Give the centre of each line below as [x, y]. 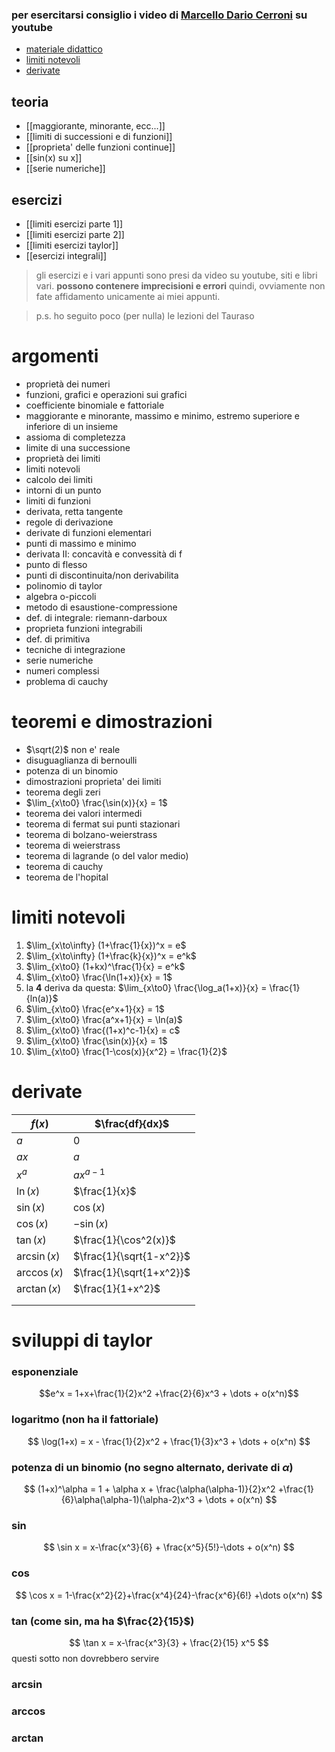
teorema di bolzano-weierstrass [91, 834]
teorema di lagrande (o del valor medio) [107, 855]
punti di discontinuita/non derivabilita [102, 575]
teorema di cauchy [64, 866]
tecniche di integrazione [75, 649]
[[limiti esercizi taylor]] [72, 245]
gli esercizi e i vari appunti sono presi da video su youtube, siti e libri [176, 275]
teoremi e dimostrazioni [112, 722]
